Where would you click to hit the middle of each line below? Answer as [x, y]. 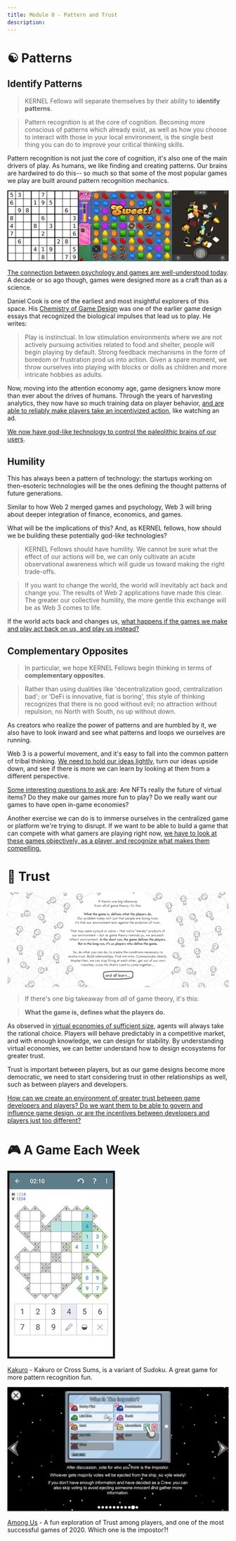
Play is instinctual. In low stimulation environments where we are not [123, 337]
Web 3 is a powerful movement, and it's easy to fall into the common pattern [118, 754]
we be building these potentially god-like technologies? [87, 535]
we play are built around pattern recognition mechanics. [88, 180]
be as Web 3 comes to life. [63, 608]
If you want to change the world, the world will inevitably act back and [126, 585]
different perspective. [39, 776]
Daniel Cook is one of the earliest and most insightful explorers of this [108, 301]
